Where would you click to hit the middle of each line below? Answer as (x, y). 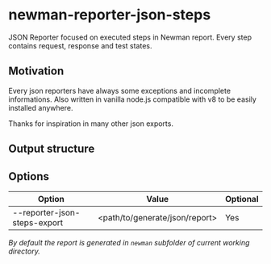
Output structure (52, 149)
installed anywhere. (41, 107)
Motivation (36, 71)
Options (29, 176)
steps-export (38, 222)
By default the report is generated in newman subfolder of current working (129, 242)
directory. (24, 251)
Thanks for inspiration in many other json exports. (91, 124)
